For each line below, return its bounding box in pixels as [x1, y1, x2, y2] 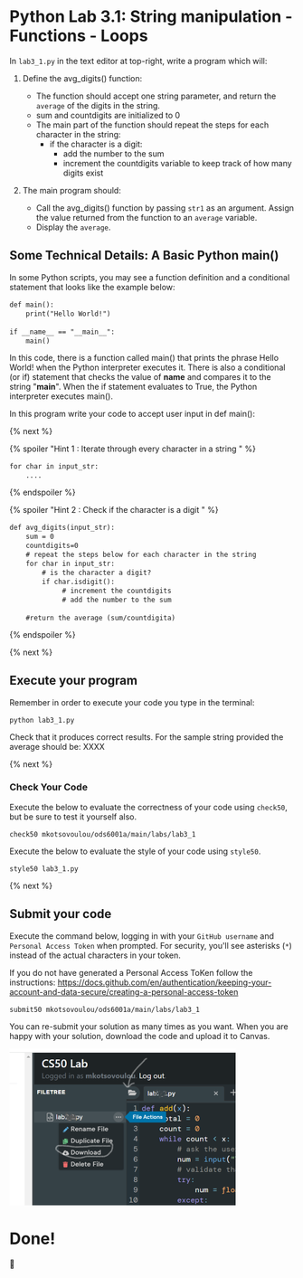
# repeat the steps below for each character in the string [25, 550, 257, 559]
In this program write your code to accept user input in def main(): [9, 408, 256, 419]
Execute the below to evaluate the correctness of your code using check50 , [9, 801, 288, 812]
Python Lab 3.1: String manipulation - [9, 6, 293, 27]
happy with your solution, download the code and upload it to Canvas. [9, 1030, 270, 1041]
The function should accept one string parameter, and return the [35, 90, 277, 101]
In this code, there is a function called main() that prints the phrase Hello [9, 352, 279, 363]
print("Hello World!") [25, 309, 111, 318]
